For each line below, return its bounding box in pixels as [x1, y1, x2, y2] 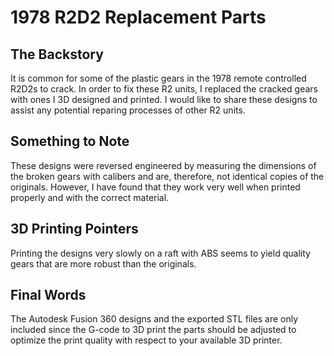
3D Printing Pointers [10, 221, 139, 238]
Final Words [10, 287, 87, 304]
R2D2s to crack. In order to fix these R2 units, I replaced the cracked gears [10, 83, 319, 95]
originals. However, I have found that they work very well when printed [10, 181, 301, 193]
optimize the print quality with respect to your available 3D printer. [10, 334, 283, 346]
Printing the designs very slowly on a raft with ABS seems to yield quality [10, 247, 311, 259]
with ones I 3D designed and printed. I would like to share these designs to [10, 94, 318, 105]
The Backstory [10, 46, 104, 63]
